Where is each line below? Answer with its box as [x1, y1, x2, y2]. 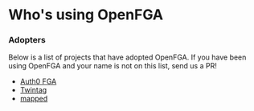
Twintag [19, 85, 47, 95]
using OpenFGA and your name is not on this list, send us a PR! [8, 61, 217, 71]
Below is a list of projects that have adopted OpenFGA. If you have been [8, 52, 247, 62]
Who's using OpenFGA [8, 6, 163, 24]
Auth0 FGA [19, 76, 57, 86]
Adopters [8, 35, 46, 46]
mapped [19, 94, 48, 104]
